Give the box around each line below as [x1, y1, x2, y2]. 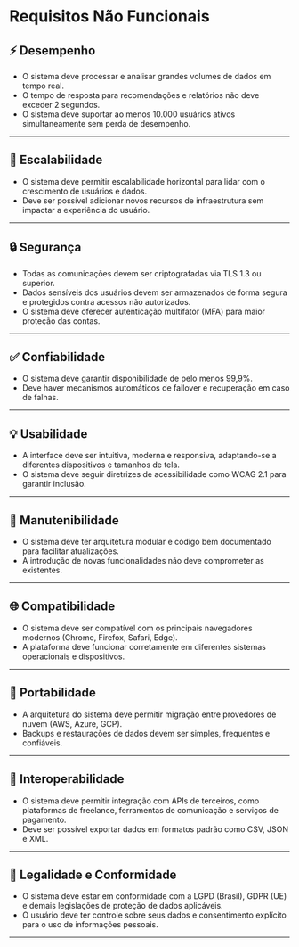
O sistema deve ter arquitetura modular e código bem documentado [21, 537, 271, 548]
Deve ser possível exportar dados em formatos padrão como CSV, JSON [21, 823, 289, 835]
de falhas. [21, 392, 60, 403]
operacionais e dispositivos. [21, 651, 125, 662]
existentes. [21, 564, 62, 576]
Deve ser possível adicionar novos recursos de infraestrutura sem [21, 194, 264, 206]
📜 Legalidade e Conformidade [9, 867, 177, 882]
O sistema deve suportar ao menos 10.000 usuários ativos [21, 109, 236, 119]
